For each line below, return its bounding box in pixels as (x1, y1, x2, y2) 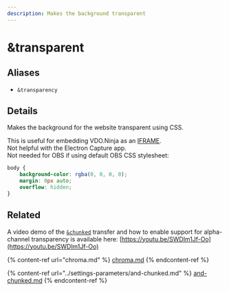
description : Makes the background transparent (7, 10, 146, 17)
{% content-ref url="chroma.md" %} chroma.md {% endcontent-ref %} (7, 255, 210, 263)
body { (7, 164, 26, 172)
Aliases (7, 67, 40, 79)
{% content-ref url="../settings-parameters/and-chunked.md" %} (7, 269, 193, 277)
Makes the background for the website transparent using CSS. (7, 123, 184, 131)
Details (7, 105, 38, 117)
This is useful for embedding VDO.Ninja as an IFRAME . (7, 137, 162, 145)
